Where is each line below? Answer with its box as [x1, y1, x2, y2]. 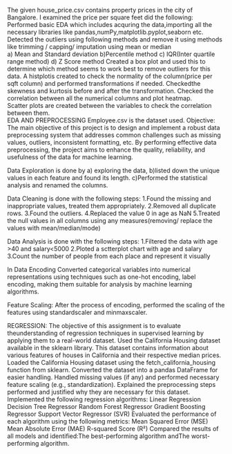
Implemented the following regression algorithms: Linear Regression [7, 395, 202, 403]
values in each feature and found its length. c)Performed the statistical [7, 174, 208, 182]
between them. [7, 109, 50, 117]
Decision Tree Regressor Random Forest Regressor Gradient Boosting [7, 403, 206, 410]
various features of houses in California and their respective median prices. [7, 351, 222, 359]
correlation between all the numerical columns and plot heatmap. [7, 94, 192, 102]
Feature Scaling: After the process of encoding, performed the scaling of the [7, 301, 225, 309]
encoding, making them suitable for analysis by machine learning [7, 280, 193, 288]
